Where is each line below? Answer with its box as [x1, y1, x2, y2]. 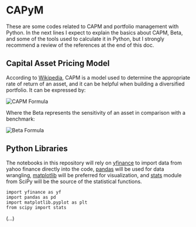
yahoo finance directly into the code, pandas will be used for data [6, 165, 164, 173]
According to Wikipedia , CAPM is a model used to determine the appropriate [6, 74, 191, 81]
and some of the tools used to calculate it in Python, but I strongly [6, 35, 165, 42]
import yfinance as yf [6, 189, 61, 195]
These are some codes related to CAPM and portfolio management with [6, 23, 179, 30]
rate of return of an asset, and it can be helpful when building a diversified [6, 80, 185, 87]
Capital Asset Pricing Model [6, 59, 110, 68]
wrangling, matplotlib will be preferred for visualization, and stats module [6, 171, 182, 178]
